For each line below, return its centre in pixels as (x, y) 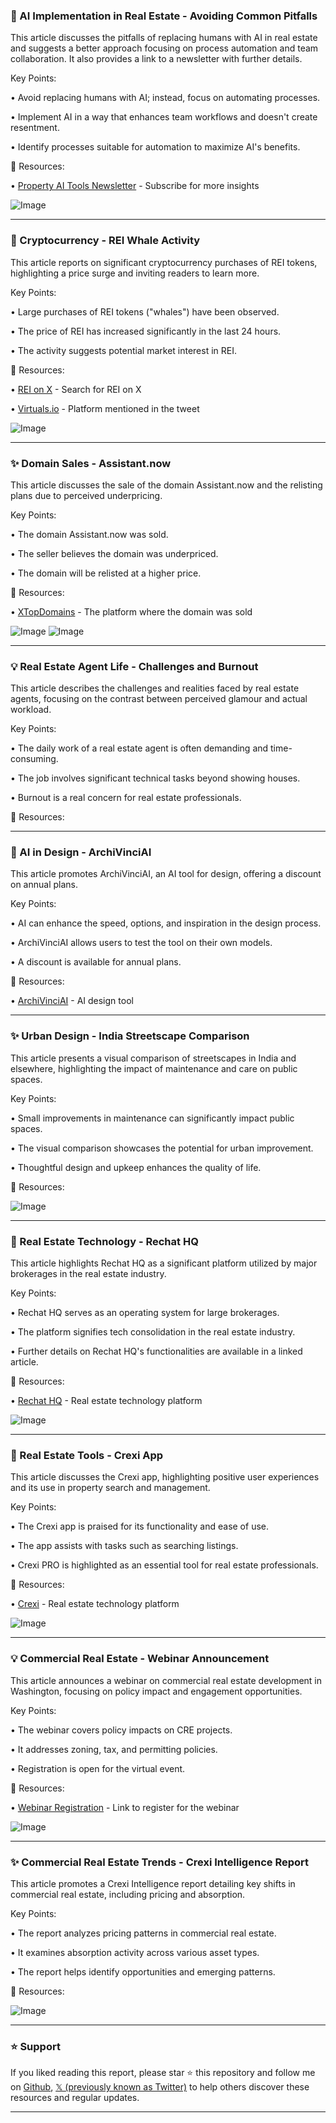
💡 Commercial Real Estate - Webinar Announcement (140, 1659)
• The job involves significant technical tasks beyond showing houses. (155, 778)
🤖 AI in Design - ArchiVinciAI (81, 852)
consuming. (34, 759)
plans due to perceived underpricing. (86, 495)
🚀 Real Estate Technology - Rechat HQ (104, 1241)
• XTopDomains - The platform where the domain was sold (131, 611)
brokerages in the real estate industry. (88, 1274)
